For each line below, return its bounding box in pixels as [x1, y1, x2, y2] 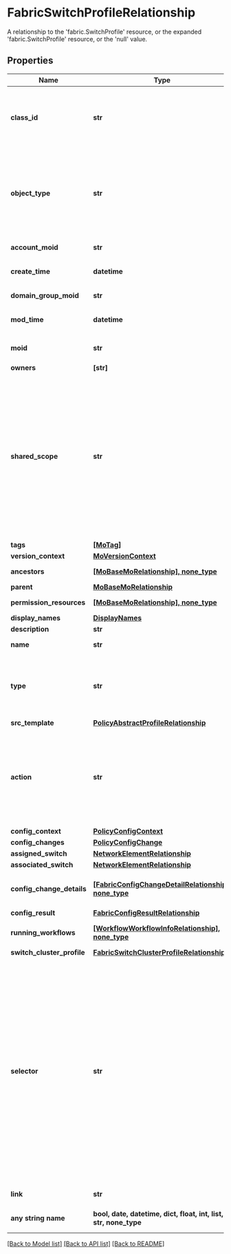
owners [10, 363, 36, 372]
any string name [10, 1213, 65, 1222]
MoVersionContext [93, 551, 156, 561]
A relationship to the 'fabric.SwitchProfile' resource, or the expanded [7, 28, 202, 36]
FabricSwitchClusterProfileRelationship [93, 947, 225, 957]
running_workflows [10, 927, 76, 937]
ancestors [10, 566, 45, 576]
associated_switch [10, 860, 74, 869]
